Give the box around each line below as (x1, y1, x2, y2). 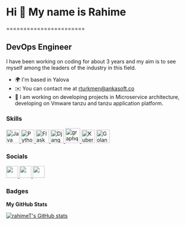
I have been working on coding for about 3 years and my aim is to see (6, 57, 176, 65)
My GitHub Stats (6, 201, 48, 208)
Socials (6, 152, 28, 160)
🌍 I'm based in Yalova (14, 76, 69, 83)
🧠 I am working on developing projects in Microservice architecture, (14, 93, 180, 100)
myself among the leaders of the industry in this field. (6, 64, 137, 71)
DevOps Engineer (6, 42, 72, 52)
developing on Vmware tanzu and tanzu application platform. (14, 99, 164, 107)
